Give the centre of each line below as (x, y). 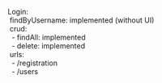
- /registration (34, 63)
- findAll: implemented (48, 37)
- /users (24, 71)
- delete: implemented (48, 46)
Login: (18, 12)
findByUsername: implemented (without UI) (82, 20)
